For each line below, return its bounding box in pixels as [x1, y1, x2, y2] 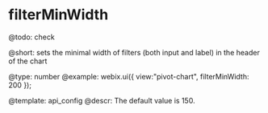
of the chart [8, 56, 48, 66]
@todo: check [8, 32, 55, 42]
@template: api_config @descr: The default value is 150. [8, 95, 195, 105]
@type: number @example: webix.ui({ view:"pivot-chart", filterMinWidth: [8, 71, 249, 81]
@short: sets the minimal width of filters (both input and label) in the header [8, 47, 260, 57]
